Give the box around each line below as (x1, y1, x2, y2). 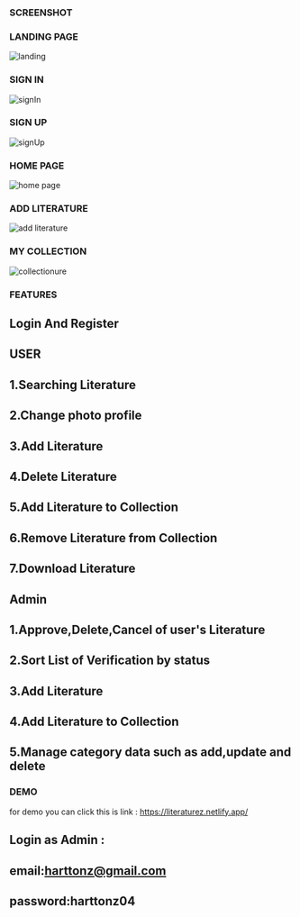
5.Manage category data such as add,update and (9, 745, 292, 760)
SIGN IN (9, 74, 44, 86)
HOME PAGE (9, 159, 65, 172)
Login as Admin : (9, 832, 105, 848)
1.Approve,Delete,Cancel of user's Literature (9, 622, 266, 637)
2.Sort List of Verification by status (9, 653, 210, 668)
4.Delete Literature (9, 468, 117, 484)
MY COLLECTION (9, 245, 87, 258)
